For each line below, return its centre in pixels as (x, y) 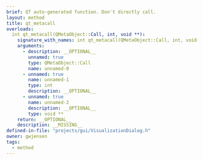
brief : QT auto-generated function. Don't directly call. (81, 12)
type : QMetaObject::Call (60, 63)
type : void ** (46, 114)
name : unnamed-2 (49, 102)
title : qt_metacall (31, 23)
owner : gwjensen (27, 137)
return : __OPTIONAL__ (44, 119)
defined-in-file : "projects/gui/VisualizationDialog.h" (78, 131)
